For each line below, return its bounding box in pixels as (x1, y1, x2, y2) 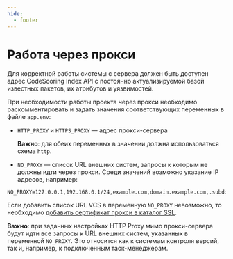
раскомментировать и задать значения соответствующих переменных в (7, 105, 224, 113)
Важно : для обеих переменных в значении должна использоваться (17, 140, 220, 148)
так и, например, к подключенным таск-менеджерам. (7, 244, 169, 253)
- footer (13, 17, 39, 24)
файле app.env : (7, 113, 51, 121)
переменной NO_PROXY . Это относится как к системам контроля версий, (7, 237, 220, 245)
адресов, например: (17, 175, 78, 184)
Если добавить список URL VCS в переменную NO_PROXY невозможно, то (7, 201, 222, 210)
